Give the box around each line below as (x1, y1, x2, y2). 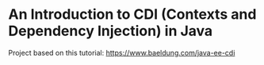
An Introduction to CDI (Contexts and (8, 5, 257, 23)
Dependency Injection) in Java (8, 22, 213, 40)
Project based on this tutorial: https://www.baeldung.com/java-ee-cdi (8, 48, 235, 57)
